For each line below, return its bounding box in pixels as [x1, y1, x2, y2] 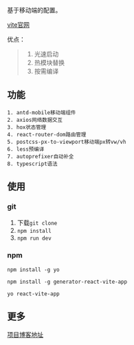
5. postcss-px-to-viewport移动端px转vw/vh [7, 138, 126, 145]
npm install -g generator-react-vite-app [7, 278, 128, 285]
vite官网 [7, 21, 30, 29]
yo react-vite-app [7, 290, 60, 297]
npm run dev [16, 235, 52, 242]
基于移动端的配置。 [7, 6, 62, 14]
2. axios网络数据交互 [7, 116, 63, 123]
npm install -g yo [7, 266, 60, 273]
